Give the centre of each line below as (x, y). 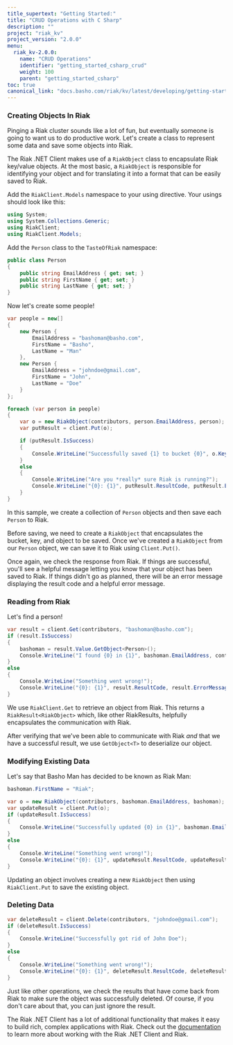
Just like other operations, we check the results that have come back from (113, 991)
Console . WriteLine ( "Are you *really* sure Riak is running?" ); (125, 480)
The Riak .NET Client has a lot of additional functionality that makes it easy (113, 1019)
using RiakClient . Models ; (44, 234)
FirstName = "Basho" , (63, 344)
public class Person (37, 260)
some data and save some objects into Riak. (70, 145)
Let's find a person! (35, 617)
